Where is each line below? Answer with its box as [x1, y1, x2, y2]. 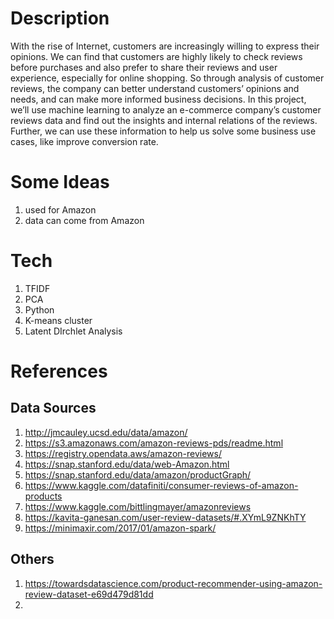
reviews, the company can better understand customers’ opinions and [10, 82, 300, 94]
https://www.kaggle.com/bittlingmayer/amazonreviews [24, 500, 252, 512]
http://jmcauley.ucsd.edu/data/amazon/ [24, 426, 188, 438]
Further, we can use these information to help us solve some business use [10, 125, 317, 137]
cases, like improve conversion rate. [10, 135, 159, 147]
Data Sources [10, 400, 97, 417]
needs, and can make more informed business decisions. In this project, [10, 93, 307, 105]
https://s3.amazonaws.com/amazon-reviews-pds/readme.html [24, 437, 284, 449]
